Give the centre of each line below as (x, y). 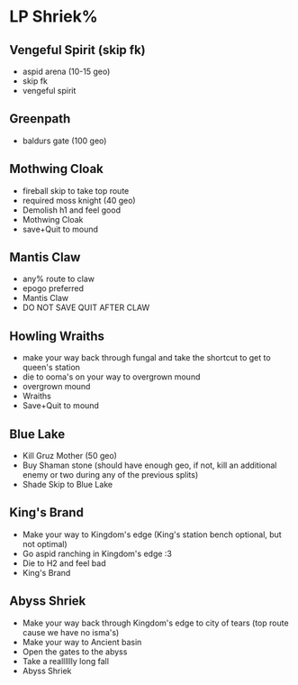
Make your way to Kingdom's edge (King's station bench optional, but (152, 534)
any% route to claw (59, 279)
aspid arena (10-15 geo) (66, 71)
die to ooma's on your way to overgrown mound (111, 377)
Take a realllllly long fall (66, 661)
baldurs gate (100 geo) (64, 141)
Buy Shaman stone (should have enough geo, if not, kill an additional (149, 465)
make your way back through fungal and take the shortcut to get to (147, 358)
